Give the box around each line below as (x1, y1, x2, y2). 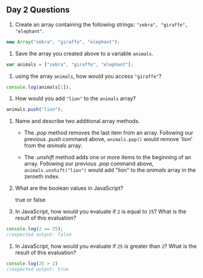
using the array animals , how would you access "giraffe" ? (14, 72, 162, 80)
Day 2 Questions (6, 5, 70, 15)
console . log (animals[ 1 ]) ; (6, 84, 71, 90)
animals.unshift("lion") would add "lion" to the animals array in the (24, 166, 196, 174)
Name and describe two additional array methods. (14, 118, 140, 125)
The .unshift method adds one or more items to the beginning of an (24, 154, 192, 161)
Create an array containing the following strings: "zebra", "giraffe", (14, 21, 188, 28)
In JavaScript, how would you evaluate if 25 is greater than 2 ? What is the (14, 242, 197, 250)
